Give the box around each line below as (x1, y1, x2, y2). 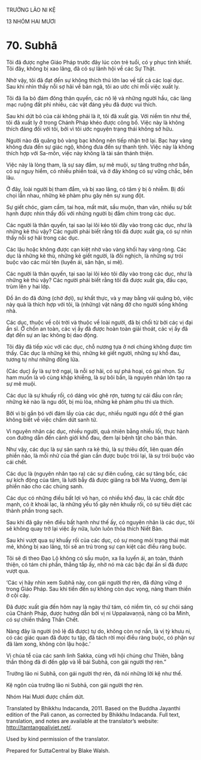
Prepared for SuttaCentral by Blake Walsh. (6, 747, 110, 754)
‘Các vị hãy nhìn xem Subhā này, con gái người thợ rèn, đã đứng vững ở (6, 579, 182, 586)
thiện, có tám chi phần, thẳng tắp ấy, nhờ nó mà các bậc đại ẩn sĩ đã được (6, 561, 188, 568)
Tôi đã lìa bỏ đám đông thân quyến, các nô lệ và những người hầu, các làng (6, 94, 191, 102)
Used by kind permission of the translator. (6, 735, 109, 743)
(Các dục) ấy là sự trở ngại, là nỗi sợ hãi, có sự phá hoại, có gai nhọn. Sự (6, 367, 184, 374)
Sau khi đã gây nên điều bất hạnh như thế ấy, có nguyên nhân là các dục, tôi (6, 519, 195, 526)
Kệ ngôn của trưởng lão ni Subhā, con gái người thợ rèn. (6, 681, 144, 689)
